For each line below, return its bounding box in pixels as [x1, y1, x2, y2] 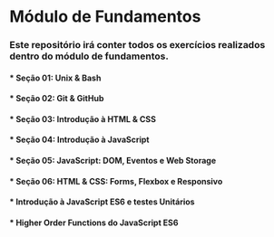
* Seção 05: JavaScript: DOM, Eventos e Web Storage [9, 156, 217, 166]
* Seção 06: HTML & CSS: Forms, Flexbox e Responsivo [9, 175, 223, 186]
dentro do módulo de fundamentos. [9, 50, 170, 62]
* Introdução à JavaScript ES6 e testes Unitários [9, 196, 195, 207]
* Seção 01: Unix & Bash [9, 72, 102, 83]
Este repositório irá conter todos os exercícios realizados [9, 39, 266, 52]
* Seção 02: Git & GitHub [9, 93, 104, 104]
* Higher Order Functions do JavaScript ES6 [9, 217, 179, 228]
